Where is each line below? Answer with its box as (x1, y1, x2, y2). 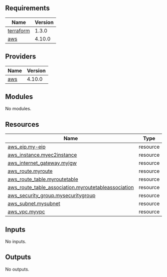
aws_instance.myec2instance (7, 152, 77, 159)
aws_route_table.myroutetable (7, 176, 78, 183)
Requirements (5, 4, 50, 12)
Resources (5, 120, 39, 129)
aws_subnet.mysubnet (7, 200, 61, 207)
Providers (5, 52, 36, 61)
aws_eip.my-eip (7, 143, 46, 150)
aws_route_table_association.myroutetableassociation (7, 184, 134, 191)
